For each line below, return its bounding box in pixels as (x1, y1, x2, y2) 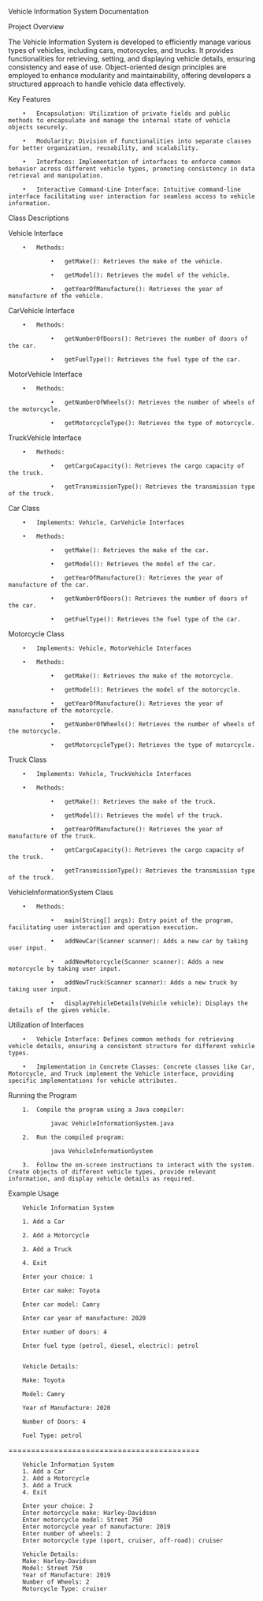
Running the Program (8, 1091, 77, 1099)
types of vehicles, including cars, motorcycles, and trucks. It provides (8, 46, 234, 54)
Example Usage (8, 1189, 59, 1198)
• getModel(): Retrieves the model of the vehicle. (50, 271, 231, 279)
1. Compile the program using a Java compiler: (22, 1106, 185, 1114)
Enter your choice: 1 (22, 1273, 93, 1281)
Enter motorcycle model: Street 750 (22, 1516, 143, 1524)
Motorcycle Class (8, 629, 65, 638)
